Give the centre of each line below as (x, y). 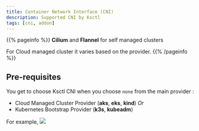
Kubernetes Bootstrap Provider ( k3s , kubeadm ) (74, 109)
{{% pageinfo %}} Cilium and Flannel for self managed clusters (85, 40)
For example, (22, 122)
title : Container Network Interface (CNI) (60, 12)
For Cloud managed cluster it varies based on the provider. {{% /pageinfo (97, 52)
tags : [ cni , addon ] (31, 23)
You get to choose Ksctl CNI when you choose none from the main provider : (100, 91)
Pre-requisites (34, 77)
